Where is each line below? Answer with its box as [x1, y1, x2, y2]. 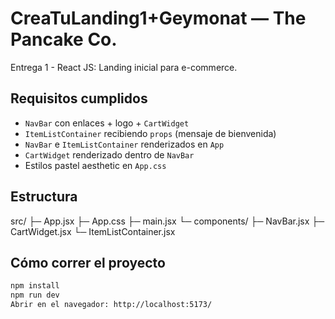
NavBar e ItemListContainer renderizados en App [24, 138, 225, 150]
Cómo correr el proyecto [10, 254, 166, 271]
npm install [10, 281, 60, 291]
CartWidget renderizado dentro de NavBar [24, 148, 195, 161]
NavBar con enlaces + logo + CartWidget [24, 117, 190, 129]
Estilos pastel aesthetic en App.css [24, 159, 167, 171]
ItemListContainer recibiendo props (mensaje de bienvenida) [24, 127, 277, 139]
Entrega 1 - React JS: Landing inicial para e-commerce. [10, 61, 238, 73]
